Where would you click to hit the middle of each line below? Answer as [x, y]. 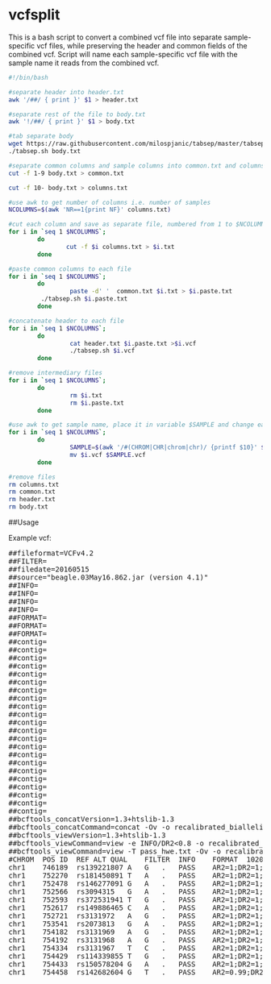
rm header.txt [32, 500]
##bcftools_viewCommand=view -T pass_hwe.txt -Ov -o [115, 851]
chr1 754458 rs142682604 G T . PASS [102, 972]
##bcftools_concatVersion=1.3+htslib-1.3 [92, 819]
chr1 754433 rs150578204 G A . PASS [102, 964]
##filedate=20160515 [49, 569]
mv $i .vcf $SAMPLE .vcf [108, 455]
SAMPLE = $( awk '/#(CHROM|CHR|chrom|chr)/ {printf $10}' [164, 448]
